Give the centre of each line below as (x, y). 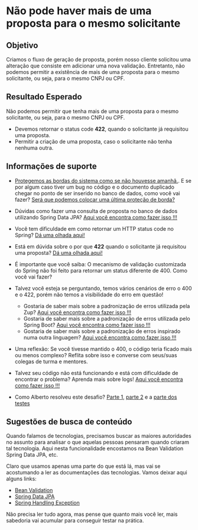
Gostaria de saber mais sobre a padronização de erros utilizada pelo (107, 318)
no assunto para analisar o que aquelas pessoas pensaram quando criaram (98, 442)
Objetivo (22, 45)
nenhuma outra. (34, 148)
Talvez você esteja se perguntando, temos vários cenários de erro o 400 (103, 288)
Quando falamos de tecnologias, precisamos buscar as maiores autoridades (99, 436)
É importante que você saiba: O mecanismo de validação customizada (100, 264)
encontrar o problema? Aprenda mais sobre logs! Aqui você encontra (99, 379)
